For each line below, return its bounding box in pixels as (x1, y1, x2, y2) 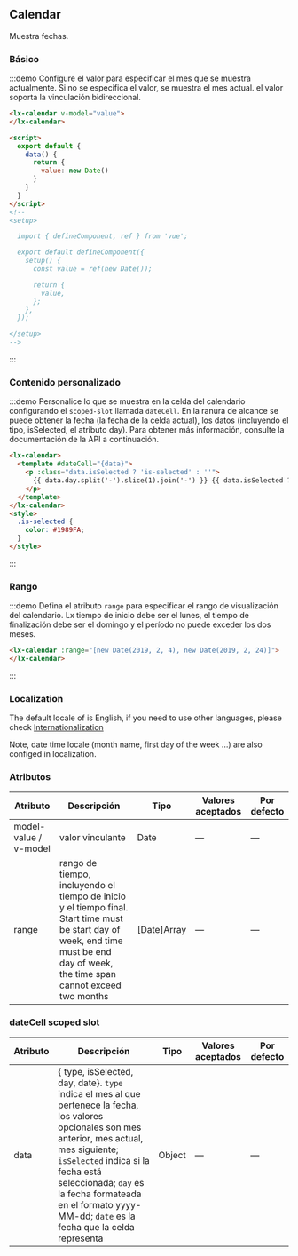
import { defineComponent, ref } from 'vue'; (17, 232, 189, 241)
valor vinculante (59, 831, 126, 843)
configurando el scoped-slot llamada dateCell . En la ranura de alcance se (9, 406, 279, 417)
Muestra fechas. (9, 30, 69, 41)
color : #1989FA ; (25, 526, 86, 535)
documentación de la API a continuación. (9, 434, 160, 445)
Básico (9, 52, 40, 65)
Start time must (59, 912, 123, 925)
